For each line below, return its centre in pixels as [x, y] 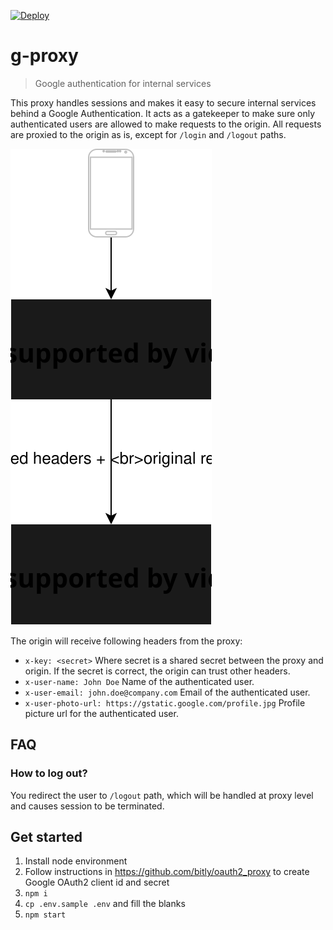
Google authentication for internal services [123, 83]
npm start [45, 915]
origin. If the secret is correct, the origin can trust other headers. [157, 671]
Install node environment [76, 861]
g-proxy [44, 56]
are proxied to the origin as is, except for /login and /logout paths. [148, 134]
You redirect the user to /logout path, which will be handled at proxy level [162, 795]
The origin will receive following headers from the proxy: [126, 641]
